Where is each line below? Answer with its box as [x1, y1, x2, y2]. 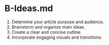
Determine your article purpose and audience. [11, 19, 104, 25]
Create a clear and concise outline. [11, 29, 82, 35]
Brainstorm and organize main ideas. [11, 24, 86, 30]
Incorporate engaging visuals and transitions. [11, 34, 103, 40]
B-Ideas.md [4, 3, 53, 14]
